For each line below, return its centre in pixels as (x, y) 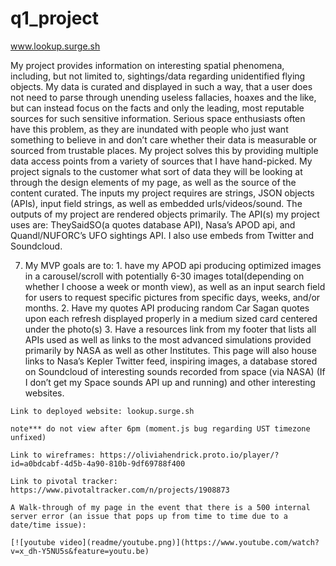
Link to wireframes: (53, 455)
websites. (44, 393)
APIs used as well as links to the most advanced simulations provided (168, 339)
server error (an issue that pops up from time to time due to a (149, 516)
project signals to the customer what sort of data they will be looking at (156, 171)
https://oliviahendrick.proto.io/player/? (189, 455)
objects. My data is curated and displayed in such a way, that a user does (161, 86)
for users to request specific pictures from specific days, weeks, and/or (172, 297)
